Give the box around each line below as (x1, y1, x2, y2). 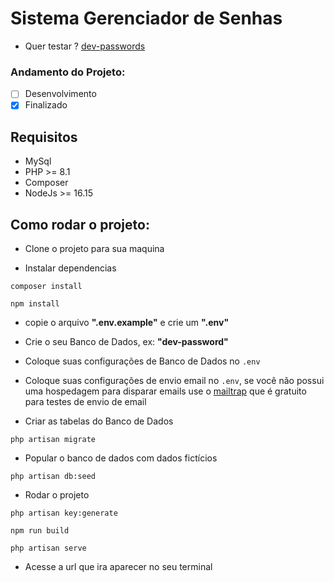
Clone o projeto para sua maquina (24, 242, 165, 254)
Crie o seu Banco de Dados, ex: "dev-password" (24, 335, 229, 347)
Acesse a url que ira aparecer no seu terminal (24, 560, 213, 572)
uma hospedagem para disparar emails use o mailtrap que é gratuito (24, 385, 307, 397)
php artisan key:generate (10, 508, 118, 518)
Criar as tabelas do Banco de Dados (24, 415, 174, 427)
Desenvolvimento (24, 88, 97, 100)
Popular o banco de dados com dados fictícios (24, 452, 218, 464)
